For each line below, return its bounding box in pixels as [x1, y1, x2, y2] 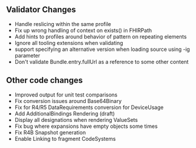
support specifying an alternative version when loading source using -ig [14, 46, 190, 53]
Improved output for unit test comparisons [14, 91, 118, 98]
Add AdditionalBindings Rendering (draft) [14, 110, 115, 117]
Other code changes [6, 75, 83, 85]
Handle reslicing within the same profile [14, 20, 111, 27]
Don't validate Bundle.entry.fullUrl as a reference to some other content [14, 58, 189, 65]
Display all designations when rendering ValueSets [14, 116, 138, 123]
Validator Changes [6, 5, 76, 15]
